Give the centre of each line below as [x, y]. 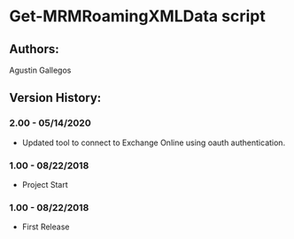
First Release [46, 227]
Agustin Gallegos [40, 70]
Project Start [45, 184]
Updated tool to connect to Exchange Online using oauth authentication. [154, 143]
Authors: [34, 49]
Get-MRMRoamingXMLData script [137, 16]
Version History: [55, 98]
